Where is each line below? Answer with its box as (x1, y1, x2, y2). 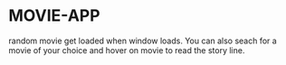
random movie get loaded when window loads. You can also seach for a (8, 35, 277, 46)
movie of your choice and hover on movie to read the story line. (8, 44, 245, 55)
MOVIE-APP (8, 5, 100, 26)
